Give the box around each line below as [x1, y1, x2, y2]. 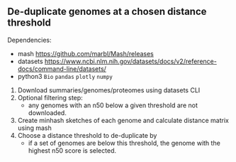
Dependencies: [7, 36, 52, 44]
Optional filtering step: [17, 93, 83, 102]
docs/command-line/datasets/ [17, 64, 106, 73]
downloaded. [28, 108, 67, 117]
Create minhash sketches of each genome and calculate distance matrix [17, 116, 229, 124]
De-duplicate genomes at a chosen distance [7, 6, 207, 18]
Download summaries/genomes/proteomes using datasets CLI [17, 85, 201, 94]
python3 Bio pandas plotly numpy [17, 72, 113, 80]
